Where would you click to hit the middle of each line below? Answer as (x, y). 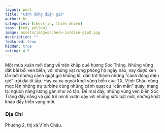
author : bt (16, 19)
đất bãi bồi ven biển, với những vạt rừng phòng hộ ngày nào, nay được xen (81, 70)
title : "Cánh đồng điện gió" (35, 14)
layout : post (18, 10)
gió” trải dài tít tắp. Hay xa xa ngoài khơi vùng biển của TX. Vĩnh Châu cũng (82, 81)
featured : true (21, 42)
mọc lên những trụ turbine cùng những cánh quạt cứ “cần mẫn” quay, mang (82, 86)
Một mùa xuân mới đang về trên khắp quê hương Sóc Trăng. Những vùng (79, 65)
